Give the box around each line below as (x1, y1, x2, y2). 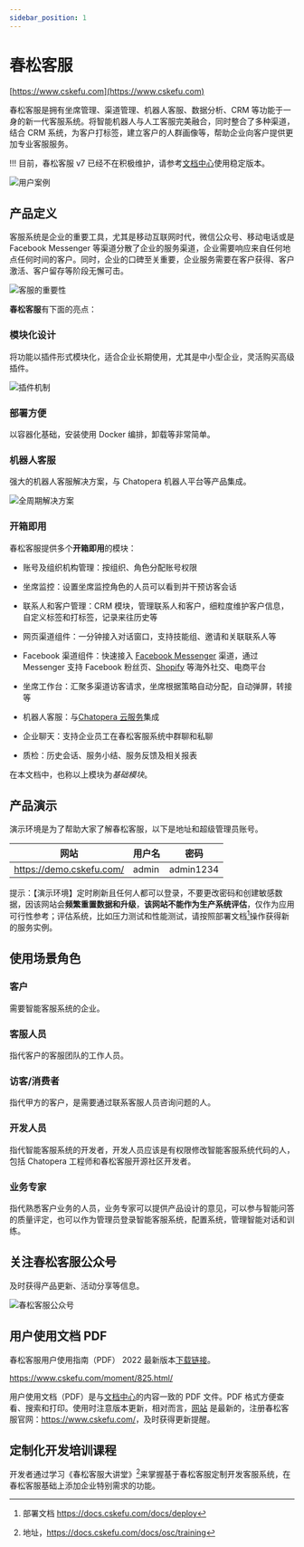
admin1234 (168, 863, 220, 876)
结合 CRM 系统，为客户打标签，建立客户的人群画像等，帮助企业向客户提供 (9, 127, 286, 138)
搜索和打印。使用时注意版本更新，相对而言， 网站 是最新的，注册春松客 (24, 1402, 290, 1413)
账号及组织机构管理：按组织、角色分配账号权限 (22, 562, 197, 572)
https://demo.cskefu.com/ (14, 863, 125, 876)
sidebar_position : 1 (9, 13, 88, 23)
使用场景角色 (9, 951, 81, 966)
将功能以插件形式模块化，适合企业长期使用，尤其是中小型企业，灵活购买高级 (9, 351, 295, 362)
